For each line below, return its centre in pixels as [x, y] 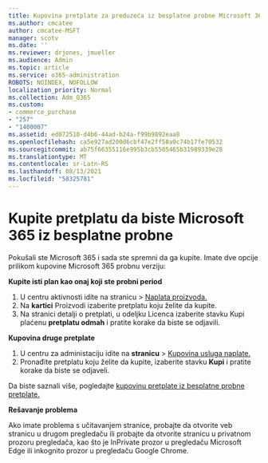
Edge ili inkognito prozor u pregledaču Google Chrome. [99, 450]
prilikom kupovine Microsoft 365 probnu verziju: [87, 266]
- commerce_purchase [43, 113]
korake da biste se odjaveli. [65, 370]
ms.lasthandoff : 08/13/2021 [55, 172]
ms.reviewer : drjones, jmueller [62, 53]
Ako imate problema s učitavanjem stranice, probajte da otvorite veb [120, 425]
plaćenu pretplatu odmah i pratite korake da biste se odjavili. [120, 322]
